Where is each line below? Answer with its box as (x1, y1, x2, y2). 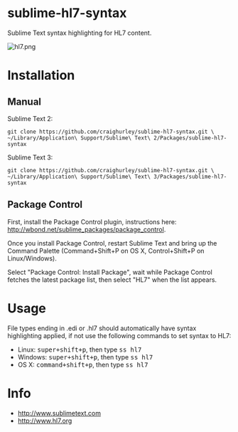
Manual (7, 95, 41, 107)
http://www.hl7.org (17, 416, 72, 425)
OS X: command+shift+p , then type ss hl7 (17, 360, 148, 369)
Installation (7, 68, 75, 83)
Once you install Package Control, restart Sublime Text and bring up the (7, 238, 217, 247)
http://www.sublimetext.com (17, 409, 102, 417)
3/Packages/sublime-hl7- (153, 173, 227, 180)
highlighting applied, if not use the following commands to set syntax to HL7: (7, 331, 232, 339)
